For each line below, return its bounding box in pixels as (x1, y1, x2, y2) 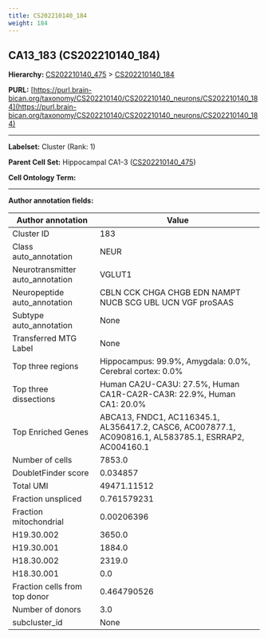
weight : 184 (8, 19, 48, 27)
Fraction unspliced (12, 494, 82, 505)
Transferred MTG (12, 333, 77, 344)
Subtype (12, 310, 45, 321)
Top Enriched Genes (12, 427, 89, 438)
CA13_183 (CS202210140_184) (8, 49, 161, 62)
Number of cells (12, 455, 73, 466)
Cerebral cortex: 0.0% (99, 366, 183, 377)
